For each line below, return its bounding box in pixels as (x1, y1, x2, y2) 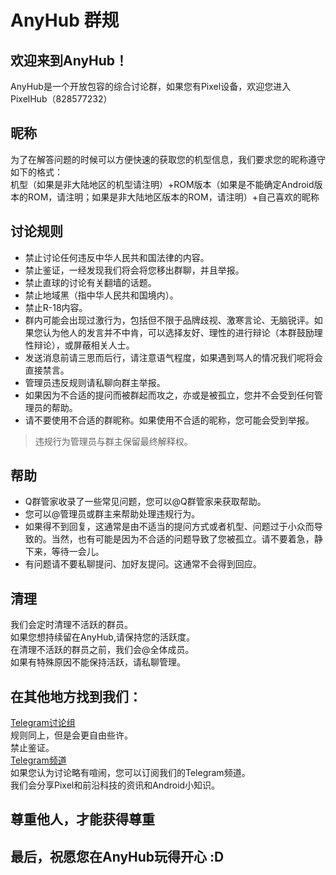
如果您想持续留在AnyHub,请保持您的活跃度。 (10, 631, 195, 643)
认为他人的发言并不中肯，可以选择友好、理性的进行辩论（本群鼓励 (42, 326, 315, 338)
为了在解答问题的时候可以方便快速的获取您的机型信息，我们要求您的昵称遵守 (10, 153, 326, 165)
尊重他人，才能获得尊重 (10, 811, 155, 828)
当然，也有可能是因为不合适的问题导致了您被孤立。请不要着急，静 (51, 533, 323, 545)
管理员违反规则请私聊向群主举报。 (24, 376, 166, 388)
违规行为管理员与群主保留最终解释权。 (34, 435, 193, 447)
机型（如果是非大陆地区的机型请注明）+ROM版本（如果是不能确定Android (10, 178, 315, 190)
